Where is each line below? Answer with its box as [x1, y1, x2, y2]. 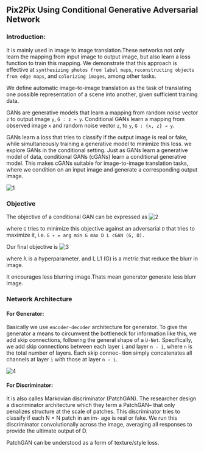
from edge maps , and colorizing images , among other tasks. [6, 72, 157, 80]
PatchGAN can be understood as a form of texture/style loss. [6, 439, 160, 447]
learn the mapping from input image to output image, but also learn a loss [6, 53, 191, 60]
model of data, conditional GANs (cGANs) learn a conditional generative [6, 153, 187, 160]
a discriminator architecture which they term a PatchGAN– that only [6, 402, 175, 409]
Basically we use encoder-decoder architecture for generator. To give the [6, 324, 188, 331]
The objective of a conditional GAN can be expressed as [6, 213, 148, 220]
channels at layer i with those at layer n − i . [6, 356, 118, 363]
